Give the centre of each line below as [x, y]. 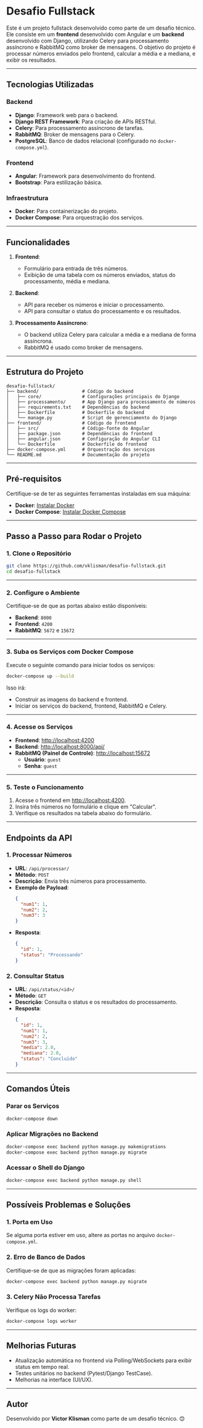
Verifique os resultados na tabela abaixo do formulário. [83, 813]
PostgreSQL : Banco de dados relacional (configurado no [86, 141]
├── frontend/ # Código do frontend [71, 423]
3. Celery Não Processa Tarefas [53, 1297]
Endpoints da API [39, 838]
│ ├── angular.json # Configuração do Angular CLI [84, 439]
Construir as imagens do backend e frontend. [72, 699]
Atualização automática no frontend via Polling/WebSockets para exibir [103, 1360]
